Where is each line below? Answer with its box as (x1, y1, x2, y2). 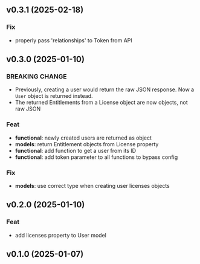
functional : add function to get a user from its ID (15, 147, 137, 154)
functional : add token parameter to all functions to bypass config (15, 153, 178, 161)
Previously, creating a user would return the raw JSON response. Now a (15, 86, 195, 93)
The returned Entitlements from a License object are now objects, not (15, 99, 189, 106)
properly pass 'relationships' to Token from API (15, 36, 133, 44)
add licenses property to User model (15, 231, 107, 239)
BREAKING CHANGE (6, 72, 67, 80)
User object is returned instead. (15, 92, 93, 100)
